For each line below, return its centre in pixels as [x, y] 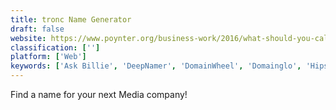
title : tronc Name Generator [71, 19]
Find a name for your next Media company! [99, 94]
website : [28, 38]
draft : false [37, 29]
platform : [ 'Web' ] [48, 57]
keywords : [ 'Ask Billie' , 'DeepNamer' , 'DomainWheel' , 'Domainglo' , [156, 66]
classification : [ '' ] [55, 47]
